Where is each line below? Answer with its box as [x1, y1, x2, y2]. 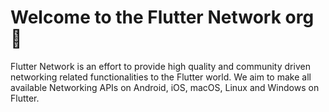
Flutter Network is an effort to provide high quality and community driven [10, 60, 311, 72]
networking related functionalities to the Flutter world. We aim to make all [10, 71, 312, 83]
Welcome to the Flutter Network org [10, 6, 315, 29]
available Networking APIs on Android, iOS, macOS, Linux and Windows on [10, 81, 320, 93]
